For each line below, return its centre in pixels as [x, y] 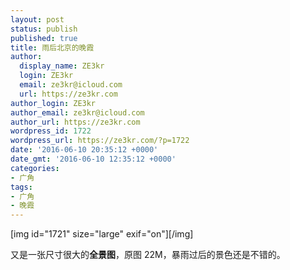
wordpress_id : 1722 [51, 131]
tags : [21, 187]
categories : [35, 168]
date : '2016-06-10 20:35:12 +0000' [84, 150]
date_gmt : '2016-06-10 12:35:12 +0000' [93, 159]
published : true [44, 38]
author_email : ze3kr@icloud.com [77, 112]
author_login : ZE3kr [53, 103]
